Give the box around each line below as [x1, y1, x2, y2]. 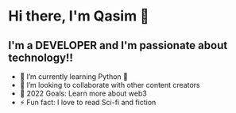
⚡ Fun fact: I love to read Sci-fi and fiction [19, 98, 157, 107]
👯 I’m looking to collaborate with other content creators [19, 81, 200, 89]
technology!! [8, 51, 74, 64]
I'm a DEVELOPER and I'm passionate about [8, 39, 228, 52]
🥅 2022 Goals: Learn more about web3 [19, 89, 147, 98]
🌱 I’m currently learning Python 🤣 [19, 72, 129, 81]
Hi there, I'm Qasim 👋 [8, 7, 149, 25]
